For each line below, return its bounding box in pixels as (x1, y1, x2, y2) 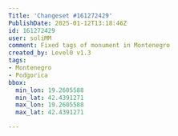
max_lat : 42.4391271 (15, 109, 84, 117)
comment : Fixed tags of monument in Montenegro (8, 42, 171, 50)
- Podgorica (8, 71, 48, 79)
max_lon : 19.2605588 (15, 101, 84, 109)
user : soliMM (8, 34, 52, 42)
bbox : (8, 78, 26, 86)
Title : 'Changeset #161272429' (8, 11, 113, 20)
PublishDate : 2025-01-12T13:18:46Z (8, 19, 127, 27)
